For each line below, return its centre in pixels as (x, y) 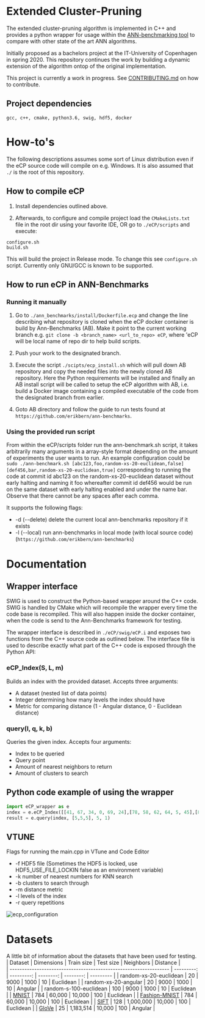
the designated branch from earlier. (60, 398)
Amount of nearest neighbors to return (64, 767)
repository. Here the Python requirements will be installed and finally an (105, 378)
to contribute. (23, 84)
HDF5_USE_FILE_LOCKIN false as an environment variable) (89, 870)
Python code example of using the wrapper (90, 792)
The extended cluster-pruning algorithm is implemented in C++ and (91, 28)
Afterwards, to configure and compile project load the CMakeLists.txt (103, 218)
